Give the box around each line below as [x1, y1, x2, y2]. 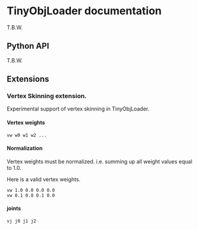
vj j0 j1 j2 [7, 218, 36, 224]
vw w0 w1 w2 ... [7, 132, 47, 138]
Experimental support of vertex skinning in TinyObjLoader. [7, 105, 150, 112]
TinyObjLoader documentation [7, 4, 162, 18]
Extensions [7, 74, 49, 84]
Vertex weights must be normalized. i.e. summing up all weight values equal [7, 157, 193, 165]
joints [7, 205, 21, 212]
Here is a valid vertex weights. [7, 175, 81, 182]
